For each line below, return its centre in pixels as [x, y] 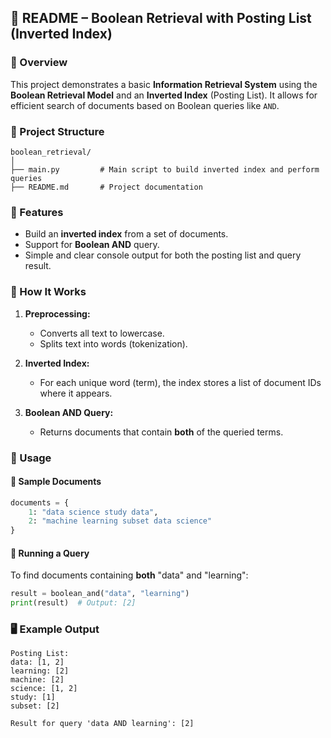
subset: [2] [35, 706]
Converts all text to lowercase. [102, 333]
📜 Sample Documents [56, 482]
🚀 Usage [31, 458]
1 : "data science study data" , [93, 512]
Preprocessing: [57, 313]
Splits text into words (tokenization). [113, 343]
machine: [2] [37, 680]
